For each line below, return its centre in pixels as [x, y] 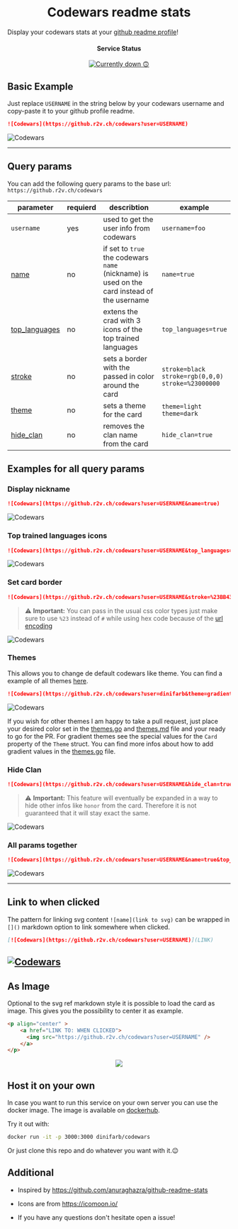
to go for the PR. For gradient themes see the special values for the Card [112, 736]
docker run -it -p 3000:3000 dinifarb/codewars [79, 1137]
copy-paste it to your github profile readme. [71, 111]
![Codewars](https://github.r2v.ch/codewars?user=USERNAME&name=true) [114, 504]
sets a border [125, 358]
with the [117, 368]
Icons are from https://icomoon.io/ [68, 1203]
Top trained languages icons [57, 536]
